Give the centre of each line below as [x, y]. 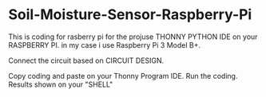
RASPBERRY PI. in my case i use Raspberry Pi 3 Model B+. [105, 45]
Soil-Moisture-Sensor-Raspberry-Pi [130, 15]
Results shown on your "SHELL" [61, 84]
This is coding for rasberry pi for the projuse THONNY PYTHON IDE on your [133, 37]
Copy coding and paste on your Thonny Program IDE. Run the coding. [123, 76]
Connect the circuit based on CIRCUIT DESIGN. [86, 60]
